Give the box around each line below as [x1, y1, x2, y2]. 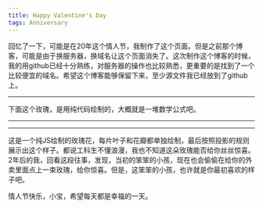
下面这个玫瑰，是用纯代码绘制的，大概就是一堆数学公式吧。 [8, 104, 200, 113]
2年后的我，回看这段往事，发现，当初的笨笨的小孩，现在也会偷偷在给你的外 [8, 155, 253, 164]
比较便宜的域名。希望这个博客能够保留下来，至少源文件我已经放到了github [8, 70, 248, 80]
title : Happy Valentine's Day [8, 11, 107, 20]
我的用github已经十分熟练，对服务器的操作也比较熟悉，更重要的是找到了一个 [8, 60, 255, 70]
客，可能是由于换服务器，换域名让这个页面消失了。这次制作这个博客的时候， [8, 51, 255, 60]
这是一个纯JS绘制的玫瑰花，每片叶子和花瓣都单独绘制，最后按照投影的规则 [8, 135, 250, 145]
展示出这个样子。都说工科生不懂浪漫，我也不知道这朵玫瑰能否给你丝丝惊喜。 [8, 145, 255, 155]
